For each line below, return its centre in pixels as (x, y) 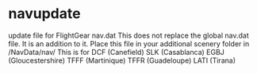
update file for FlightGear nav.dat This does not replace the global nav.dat (128, 35)
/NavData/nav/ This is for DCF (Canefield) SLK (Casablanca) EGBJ (116, 52)
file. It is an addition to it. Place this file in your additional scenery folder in (129, 43)
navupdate (44, 14)
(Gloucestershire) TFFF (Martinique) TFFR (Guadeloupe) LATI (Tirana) (122, 60)
